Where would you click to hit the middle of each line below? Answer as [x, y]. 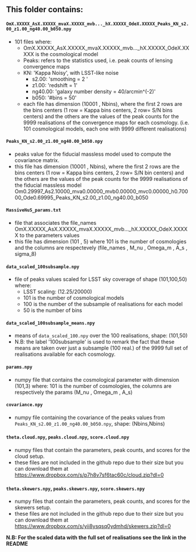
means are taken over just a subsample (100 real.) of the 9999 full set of [101, 348]
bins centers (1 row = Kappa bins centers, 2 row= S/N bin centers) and [99, 173]
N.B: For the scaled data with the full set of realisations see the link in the [96, 537]
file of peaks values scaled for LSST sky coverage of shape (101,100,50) [101, 279]
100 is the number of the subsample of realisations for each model [103, 304]
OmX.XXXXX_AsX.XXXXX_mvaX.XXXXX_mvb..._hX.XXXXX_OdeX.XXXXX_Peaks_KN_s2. [98, 24]
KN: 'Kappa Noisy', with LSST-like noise [71, 73]
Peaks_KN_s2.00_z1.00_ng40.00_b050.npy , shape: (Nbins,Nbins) [90, 423]
